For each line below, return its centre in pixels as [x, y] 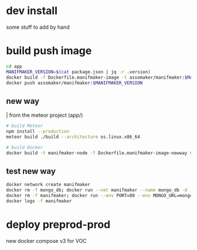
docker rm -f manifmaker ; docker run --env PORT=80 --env [78, 196]
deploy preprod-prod [58, 225]
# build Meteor [25, 126]
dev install [32, 11]
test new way [31, 171]
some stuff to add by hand [38, 27]
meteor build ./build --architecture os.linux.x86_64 [73, 137]
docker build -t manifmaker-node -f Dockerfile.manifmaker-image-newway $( [101, 153]
